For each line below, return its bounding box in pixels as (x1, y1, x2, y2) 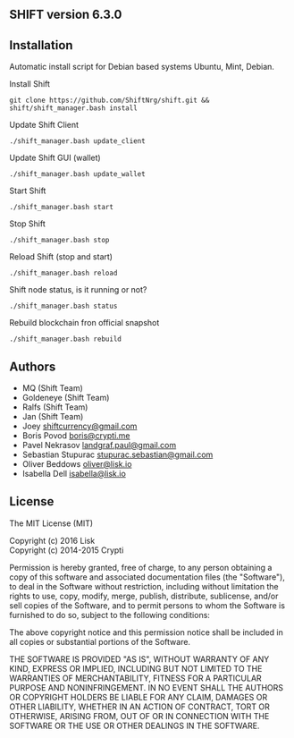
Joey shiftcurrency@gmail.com (21, 420, 138, 432)
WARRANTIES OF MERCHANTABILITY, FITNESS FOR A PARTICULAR (9, 673, 262, 683)
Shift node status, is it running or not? (9, 284, 147, 295)
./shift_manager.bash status (9, 301, 118, 311)
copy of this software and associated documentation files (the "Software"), (9, 572, 286, 582)
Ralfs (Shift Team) (21, 402, 88, 412)
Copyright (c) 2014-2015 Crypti (9, 545, 124, 556)
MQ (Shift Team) (21, 383, 83, 394)
